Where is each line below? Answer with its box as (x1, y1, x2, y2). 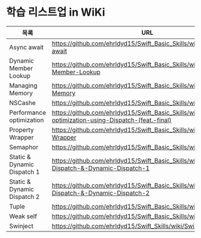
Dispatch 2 (9, 192, 40, 201)
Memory (9, 88, 33, 97)
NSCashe (9, 99, 36, 107)
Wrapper (9, 133, 34, 141)
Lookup (9, 72, 31, 80)
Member (9, 64, 33, 72)
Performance (9, 108, 46, 117)
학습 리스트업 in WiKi (6, 5, 106, 19)
